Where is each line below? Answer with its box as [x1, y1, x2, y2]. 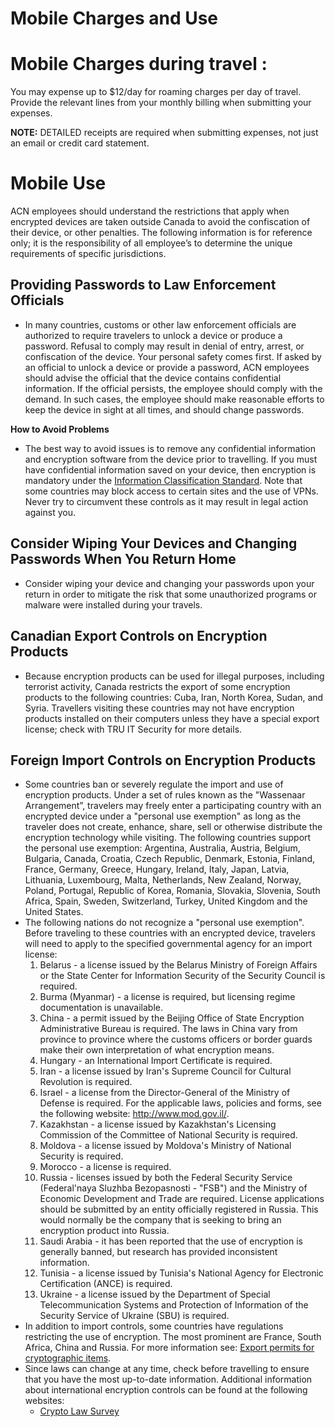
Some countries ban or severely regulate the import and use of [24, 778, 284, 791]
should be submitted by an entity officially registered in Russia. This [39, 1203, 319, 1216]
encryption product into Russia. [39, 1225, 170, 1237]
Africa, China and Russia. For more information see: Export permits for [24, 1342, 315, 1354]
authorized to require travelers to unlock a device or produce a [24, 329, 283, 341]
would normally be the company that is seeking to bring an [39, 1214, 282, 1226]
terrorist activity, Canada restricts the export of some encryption [24, 680, 291, 692]
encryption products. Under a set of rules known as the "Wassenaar [24, 789, 306, 801]
